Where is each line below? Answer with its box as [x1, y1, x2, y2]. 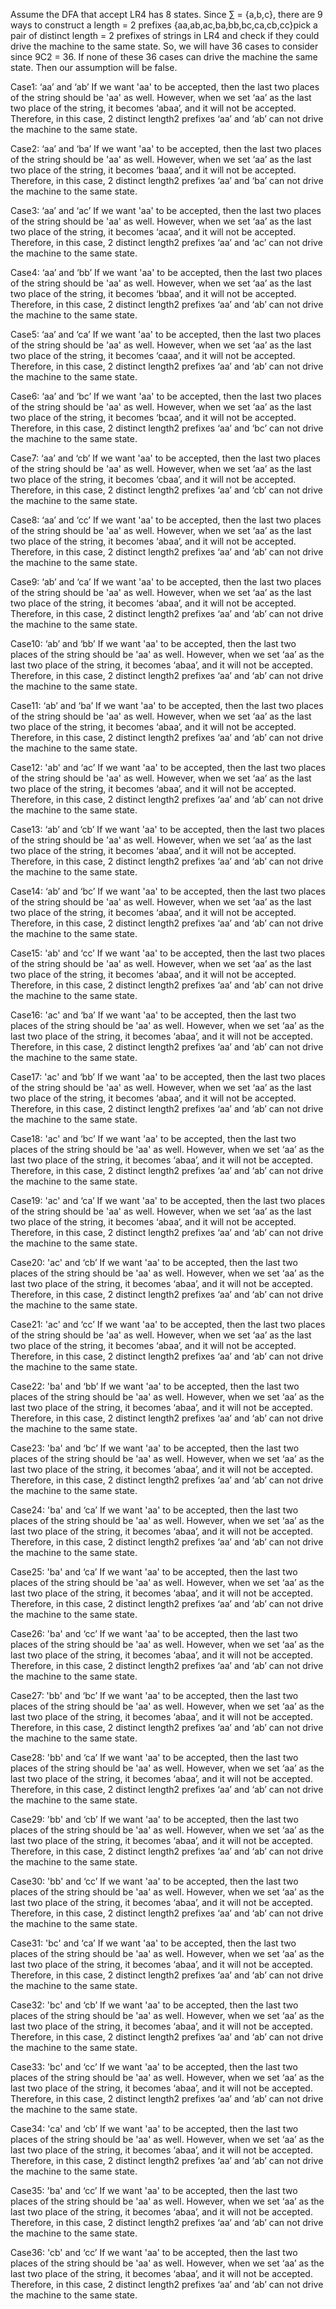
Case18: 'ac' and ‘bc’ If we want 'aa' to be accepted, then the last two [10, 1133, 297, 1144]
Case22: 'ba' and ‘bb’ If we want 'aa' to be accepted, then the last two [10, 1380, 300, 1392]
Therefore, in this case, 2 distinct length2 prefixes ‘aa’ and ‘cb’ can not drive [10, 484, 323, 496]
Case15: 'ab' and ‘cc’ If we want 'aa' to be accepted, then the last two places [10, 947, 326, 959]
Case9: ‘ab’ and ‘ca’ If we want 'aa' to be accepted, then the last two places [10, 576, 322, 588]
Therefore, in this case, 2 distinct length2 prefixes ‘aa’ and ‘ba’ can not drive [10, 175, 324, 186]
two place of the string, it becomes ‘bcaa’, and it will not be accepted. [10, 412, 297, 423]
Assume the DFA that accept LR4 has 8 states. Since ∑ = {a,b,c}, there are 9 [10, 9, 323, 20]
